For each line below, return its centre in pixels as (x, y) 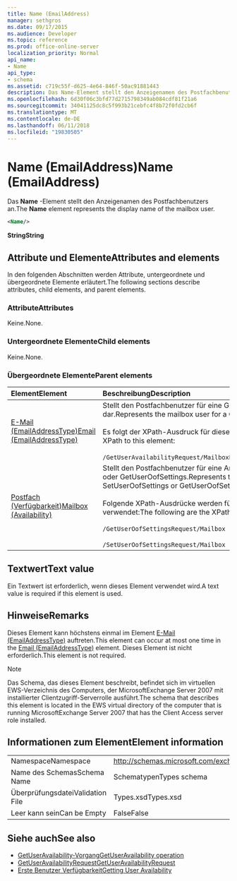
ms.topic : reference (38, 40)
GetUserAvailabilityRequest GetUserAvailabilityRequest (96, 863)
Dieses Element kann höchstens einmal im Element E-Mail (91, 633)
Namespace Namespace (51, 761)
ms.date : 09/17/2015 (38, 27)
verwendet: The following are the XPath (167, 512)
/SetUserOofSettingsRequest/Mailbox (164, 545)
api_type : (22, 73)
